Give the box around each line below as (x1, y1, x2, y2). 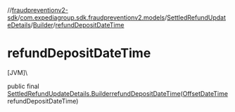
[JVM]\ (7, 68, 28, 76)
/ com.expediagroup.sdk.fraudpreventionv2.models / (17, 13, 167, 22)
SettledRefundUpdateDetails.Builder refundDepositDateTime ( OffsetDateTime (7, 89, 229, 97)
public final (7, 82, 40, 90)
